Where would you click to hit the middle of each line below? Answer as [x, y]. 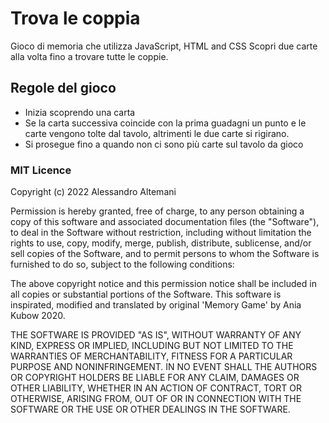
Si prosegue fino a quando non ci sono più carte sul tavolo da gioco [164, 144]
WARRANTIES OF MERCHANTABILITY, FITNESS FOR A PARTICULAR [151, 356]
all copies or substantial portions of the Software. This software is [146, 294]
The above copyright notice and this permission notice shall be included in [163, 284]
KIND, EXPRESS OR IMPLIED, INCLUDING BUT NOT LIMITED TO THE [152, 346]
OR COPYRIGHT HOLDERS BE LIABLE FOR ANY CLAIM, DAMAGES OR [155, 378]
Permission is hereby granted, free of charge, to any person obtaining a [157, 211]
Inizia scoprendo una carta [80, 112]
